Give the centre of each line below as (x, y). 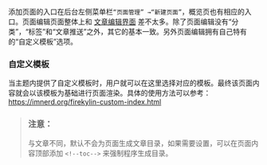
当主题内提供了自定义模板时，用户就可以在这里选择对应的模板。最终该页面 (130, 83)
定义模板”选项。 (51, 41)
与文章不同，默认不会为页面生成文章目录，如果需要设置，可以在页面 (139, 143)
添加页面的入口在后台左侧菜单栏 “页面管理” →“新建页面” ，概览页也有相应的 (127, 12)
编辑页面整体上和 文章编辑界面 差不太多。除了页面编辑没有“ (134, 22)
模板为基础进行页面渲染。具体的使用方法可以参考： (127, 93)
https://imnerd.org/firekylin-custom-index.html (85, 102)
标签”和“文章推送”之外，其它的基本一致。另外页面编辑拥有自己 (131, 31)
